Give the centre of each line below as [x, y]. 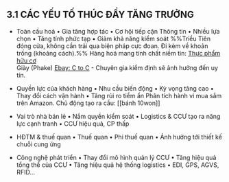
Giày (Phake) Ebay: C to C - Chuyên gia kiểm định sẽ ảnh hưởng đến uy [117, 67]
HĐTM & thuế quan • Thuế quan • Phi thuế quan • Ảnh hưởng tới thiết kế [119, 137]
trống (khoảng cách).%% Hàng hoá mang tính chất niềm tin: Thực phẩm [118, 53]
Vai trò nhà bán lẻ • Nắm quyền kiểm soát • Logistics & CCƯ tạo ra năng [118, 116]
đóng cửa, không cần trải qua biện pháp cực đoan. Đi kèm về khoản [112, 46]
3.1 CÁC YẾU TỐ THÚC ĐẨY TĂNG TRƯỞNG [100, 15]
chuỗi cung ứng [38, 144]
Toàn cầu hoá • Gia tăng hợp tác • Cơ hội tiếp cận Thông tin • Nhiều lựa [118, 31]
